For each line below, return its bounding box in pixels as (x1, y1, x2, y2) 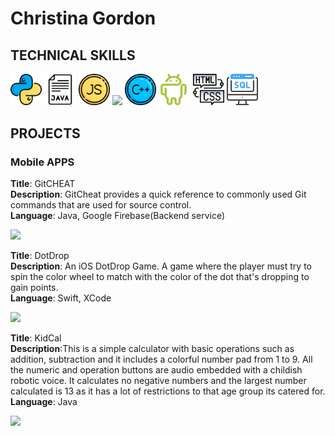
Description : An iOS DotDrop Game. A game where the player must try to (10, 260, 312, 272)
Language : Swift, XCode (10, 292, 112, 304)
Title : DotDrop (10, 250, 70, 262)
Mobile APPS (10, 155, 75, 169)
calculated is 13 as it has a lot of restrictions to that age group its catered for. (10, 385, 326, 397)
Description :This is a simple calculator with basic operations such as (10, 343, 295, 355)
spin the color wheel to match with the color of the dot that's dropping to (10, 271, 310, 283)
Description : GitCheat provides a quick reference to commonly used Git (10, 188, 307, 201)
